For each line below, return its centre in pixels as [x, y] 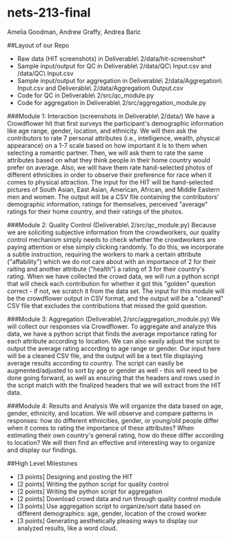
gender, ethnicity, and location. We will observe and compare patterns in [110, 413]
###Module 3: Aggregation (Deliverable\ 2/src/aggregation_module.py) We [114, 319]
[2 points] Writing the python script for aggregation [90, 491]
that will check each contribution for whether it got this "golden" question [111, 283]
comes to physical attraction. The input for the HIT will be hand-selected [110, 182]
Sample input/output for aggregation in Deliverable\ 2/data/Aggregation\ [119, 80]
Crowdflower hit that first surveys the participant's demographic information [115, 123]
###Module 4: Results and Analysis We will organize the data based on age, [115, 406]
